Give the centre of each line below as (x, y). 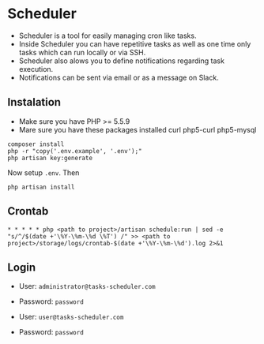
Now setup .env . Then (43, 172)
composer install (36, 144)
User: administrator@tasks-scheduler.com (87, 286)
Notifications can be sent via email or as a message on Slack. (119, 77)
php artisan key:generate (50, 158)
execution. (36, 69)
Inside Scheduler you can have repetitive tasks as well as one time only (135, 43)
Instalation (34, 102)
